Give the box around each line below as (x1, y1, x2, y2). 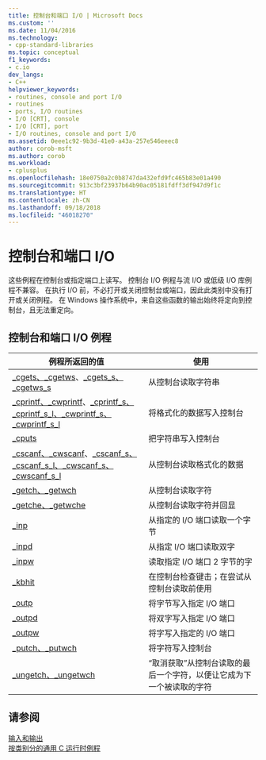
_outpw (12, 627, 40, 638)
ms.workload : (8, 160, 51, 168)
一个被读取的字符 (148, 681, 212, 692)
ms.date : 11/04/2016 (8, 26, 77, 34)
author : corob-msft (8, 145, 73, 152)
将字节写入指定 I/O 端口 (148, 598, 236, 608)
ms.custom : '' (8, 19, 55, 27)
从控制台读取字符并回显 (148, 500, 236, 511)
